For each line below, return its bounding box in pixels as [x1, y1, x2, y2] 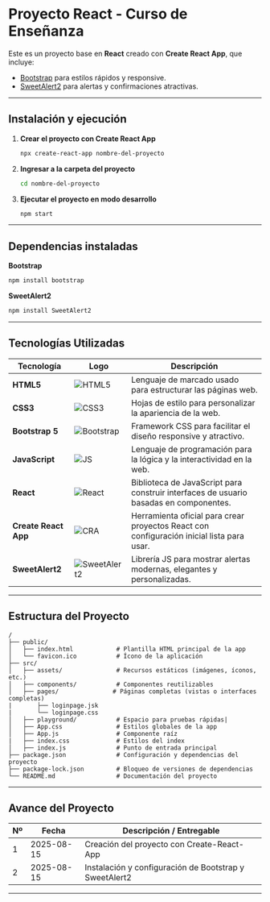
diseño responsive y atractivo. [131, 430, 245, 442]
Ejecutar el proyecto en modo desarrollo [19, 194, 157, 204]
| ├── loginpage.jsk [8, 701, 99, 709]
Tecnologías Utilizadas [8, 336, 125, 351]
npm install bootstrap [8, 276, 84, 285]
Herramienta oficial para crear [131, 509, 245, 521]
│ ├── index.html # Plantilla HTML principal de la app [8, 645, 247, 653]
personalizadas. [131, 573, 191, 584]
